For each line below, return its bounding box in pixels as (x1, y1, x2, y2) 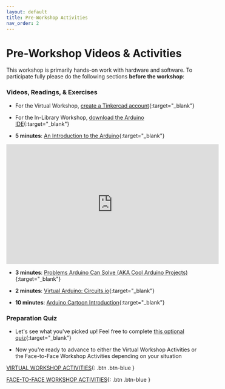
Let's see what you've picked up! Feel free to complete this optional (15, 328, 185, 335)
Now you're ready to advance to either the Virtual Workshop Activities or (15, 346, 197, 353)
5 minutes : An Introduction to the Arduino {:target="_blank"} (15, 132, 165, 139)
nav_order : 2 (6, 20, 39, 26)
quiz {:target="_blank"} (15, 334, 72, 341)
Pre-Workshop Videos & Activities (6, 46, 182, 60)
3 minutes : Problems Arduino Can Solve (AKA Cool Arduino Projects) (15, 269, 188, 276)
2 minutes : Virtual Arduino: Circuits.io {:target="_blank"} (15, 287, 155, 294)
